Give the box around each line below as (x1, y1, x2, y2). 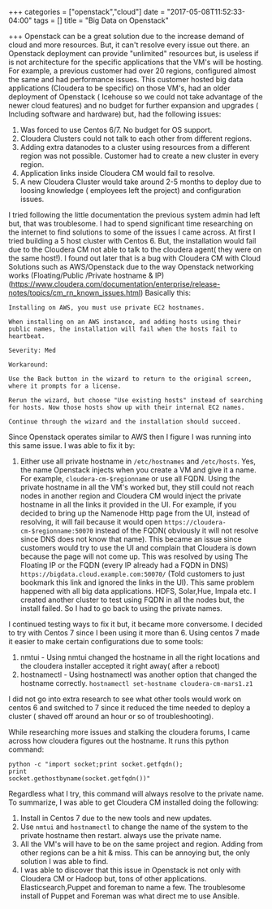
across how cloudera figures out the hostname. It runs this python (8, 736, 230, 745)
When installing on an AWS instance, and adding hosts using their (8, 318, 242, 326)
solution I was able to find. (19, 857, 109, 866)
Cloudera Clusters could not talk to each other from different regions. (19, 134, 253, 143)
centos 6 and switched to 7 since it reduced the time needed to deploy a (8, 703, 251, 712)
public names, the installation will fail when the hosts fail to (8, 325, 238, 333)
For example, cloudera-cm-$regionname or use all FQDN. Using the (19, 474, 240, 483)
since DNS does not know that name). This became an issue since (19, 534, 242, 544)
